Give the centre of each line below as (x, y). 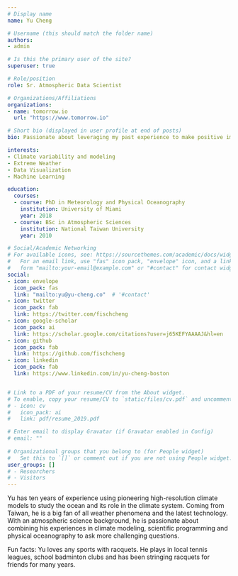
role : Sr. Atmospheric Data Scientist (64, 85)
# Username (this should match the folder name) (80, 33)
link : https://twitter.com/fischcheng (71, 314)
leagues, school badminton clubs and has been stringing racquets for (109, 557)
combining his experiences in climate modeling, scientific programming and (118, 528)
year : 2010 (36, 236)
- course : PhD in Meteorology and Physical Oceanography (100, 203)
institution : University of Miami (71, 209)
